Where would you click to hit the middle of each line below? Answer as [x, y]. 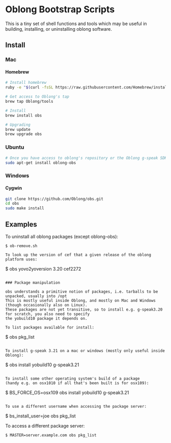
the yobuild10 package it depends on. [46, 318]
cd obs [12, 204]
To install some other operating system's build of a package [73, 379]
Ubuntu [15, 147]
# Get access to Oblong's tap [37, 97]
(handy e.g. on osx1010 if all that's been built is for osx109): [77, 383]
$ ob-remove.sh [21, 246]
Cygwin [13, 188]
